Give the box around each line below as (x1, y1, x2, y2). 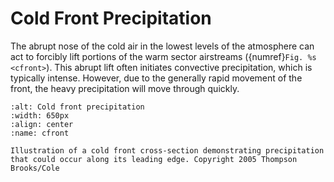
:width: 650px (10, 110, 70, 121)
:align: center (10, 119, 74, 129)
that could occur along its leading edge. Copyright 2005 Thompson (10, 154, 298, 164)
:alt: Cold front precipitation (10, 102, 145, 112)
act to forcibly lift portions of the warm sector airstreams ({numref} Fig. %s (10, 50, 317, 62)
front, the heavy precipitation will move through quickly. (10, 82, 240, 94)
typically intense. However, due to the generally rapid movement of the (10, 72, 303, 84)
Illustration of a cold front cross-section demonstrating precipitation (10, 145, 325, 156)
